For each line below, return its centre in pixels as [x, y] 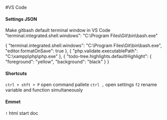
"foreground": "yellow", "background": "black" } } [57, 62]
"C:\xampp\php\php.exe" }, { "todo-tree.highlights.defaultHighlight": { [78, 56]
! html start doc [22, 113]
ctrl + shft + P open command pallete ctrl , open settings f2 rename [81, 85]
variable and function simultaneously [44, 90]
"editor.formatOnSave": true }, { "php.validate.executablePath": [71, 51]
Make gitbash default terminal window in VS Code [58, 31]
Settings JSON [21, 19]
